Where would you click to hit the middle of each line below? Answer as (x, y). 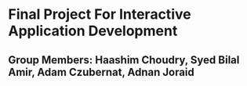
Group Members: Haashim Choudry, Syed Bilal (124, 60)
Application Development (93, 31)
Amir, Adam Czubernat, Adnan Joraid (101, 72)
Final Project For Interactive (100, 14)
